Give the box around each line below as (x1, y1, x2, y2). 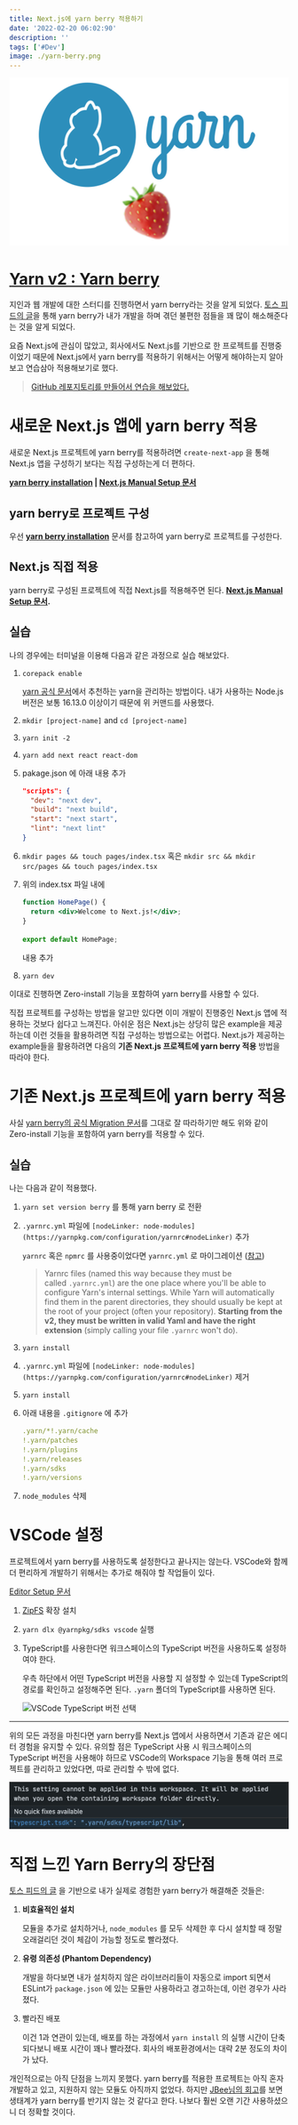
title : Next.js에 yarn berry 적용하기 (9, 14, 144, 23)
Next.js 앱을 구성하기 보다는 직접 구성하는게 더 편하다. (9, 458, 195, 469)
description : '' (9, 33, 69, 42)
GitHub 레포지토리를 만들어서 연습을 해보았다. (30, 382, 190, 392)
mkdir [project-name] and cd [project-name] (21, 714, 188, 725)
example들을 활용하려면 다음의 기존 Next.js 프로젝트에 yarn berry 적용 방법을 (9, 1041, 281, 1051)
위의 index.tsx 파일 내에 (21, 879, 106, 889)
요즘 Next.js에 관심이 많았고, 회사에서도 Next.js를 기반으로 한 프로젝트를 (9, 341, 259, 351)
